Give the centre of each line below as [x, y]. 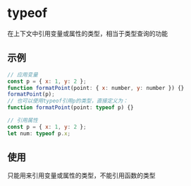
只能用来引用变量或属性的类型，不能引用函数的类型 [81, 175]
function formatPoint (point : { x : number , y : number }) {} [96, 88]
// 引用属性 [23, 120]
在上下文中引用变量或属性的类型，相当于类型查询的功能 [87, 33]
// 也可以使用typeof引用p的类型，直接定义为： [68, 101]
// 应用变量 [23, 75]
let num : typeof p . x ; [39, 133]
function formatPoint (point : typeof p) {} [70, 107]
